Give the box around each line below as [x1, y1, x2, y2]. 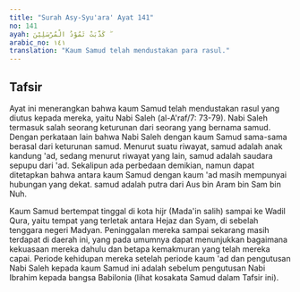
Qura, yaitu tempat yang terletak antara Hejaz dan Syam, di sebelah [9, 215, 259, 226]
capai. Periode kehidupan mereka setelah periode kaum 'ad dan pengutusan [9, 253, 291, 263]
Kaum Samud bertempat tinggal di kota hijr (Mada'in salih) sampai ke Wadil [9, 205, 287, 216]
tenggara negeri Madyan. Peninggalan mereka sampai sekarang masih [9, 224, 270, 235]
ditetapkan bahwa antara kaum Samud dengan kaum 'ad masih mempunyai [9, 169, 287, 179]
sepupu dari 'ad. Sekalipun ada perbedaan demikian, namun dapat [9, 160, 255, 171]
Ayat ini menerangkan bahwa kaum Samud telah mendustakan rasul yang [9, 103, 280, 113]
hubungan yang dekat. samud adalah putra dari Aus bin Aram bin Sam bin [9, 179, 282, 189]
